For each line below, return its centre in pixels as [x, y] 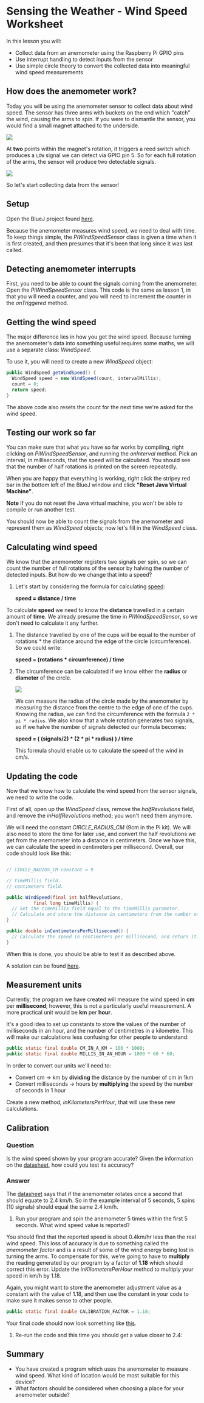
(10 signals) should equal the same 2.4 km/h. [62, 1207]
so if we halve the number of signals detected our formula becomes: [100, 727]
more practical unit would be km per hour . [59, 1013]
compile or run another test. [41, 510]
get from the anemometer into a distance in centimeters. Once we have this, [101, 840]
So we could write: [38, 648]
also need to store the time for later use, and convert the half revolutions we [101, 834]
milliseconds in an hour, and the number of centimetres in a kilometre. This [100, 1031]
